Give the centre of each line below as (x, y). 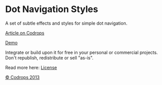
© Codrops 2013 (22, 77)
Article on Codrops (25, 33)
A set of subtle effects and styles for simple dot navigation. (66, 23)
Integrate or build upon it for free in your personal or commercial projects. (82, 52)
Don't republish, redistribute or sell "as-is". (50, 58)
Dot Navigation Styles (52, 9)
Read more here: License (31, 67)
